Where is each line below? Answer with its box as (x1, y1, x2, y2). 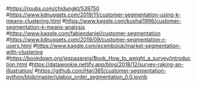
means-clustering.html (6, 18, 61, 24)
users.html (6, 42, 32, 49)
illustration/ (6, 67, 34, 74)
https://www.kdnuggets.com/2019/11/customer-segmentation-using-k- (9, 11, 181, 18)
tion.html (6, 61, 28, 68)
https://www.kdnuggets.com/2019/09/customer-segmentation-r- (9, 36, 167, 43)
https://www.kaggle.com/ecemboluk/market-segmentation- (36, 42, 181, 49)
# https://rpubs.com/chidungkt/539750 (6, 5, 100, 12)
